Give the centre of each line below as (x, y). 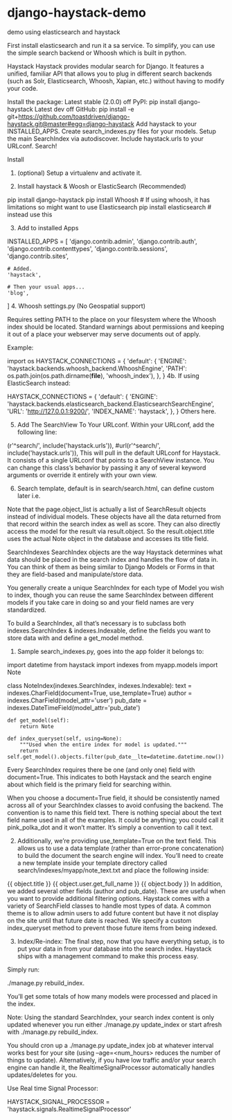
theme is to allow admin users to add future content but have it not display (113, 913)
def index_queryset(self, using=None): (65, 739)
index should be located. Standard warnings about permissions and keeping (116, 327)
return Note (37, 726)
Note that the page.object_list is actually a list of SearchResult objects (107, 509)
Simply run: (24, 970)
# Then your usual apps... (46, 287)
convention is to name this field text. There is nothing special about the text (115, 812)
